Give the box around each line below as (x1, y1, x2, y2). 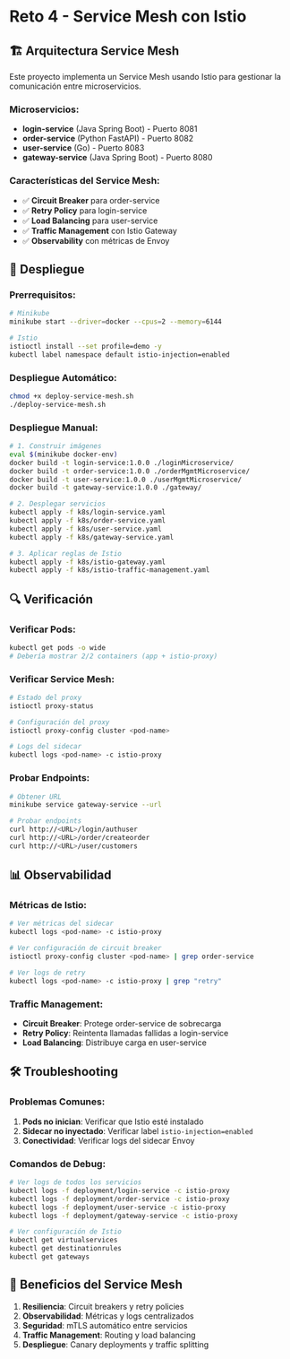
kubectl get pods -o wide (9, 643, 106, 652)
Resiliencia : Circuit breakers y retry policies (21, 1301, 184, 1311)
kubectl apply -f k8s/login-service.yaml (9, 508, 166, 517)
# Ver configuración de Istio (9, 1227, 123, 1236)
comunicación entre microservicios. (9, 81, 141, 91)
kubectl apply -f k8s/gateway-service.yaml (9, 532, 175, 541)
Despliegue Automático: (9, 371, 118, 384)
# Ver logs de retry (9, 968, 87, 977)
